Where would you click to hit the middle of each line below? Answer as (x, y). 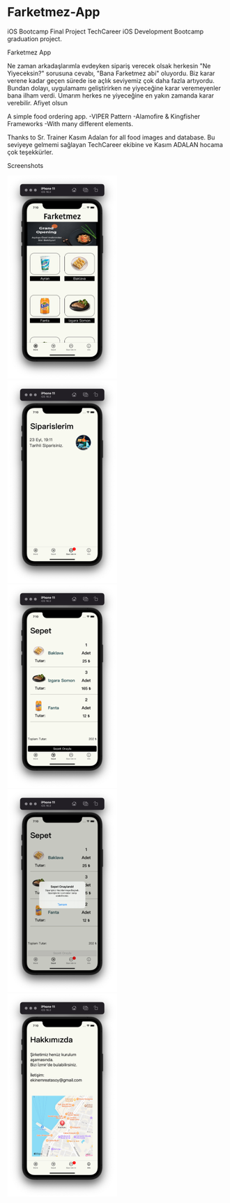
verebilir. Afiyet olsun (38, 102)
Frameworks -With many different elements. (70, 123)
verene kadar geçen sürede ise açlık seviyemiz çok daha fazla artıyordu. (111, 80)
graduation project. (35, 38)
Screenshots (25, 165)
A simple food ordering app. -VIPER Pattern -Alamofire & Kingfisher (104, 116)
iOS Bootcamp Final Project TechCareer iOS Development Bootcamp (106, 31)
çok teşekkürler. (30, 152)
